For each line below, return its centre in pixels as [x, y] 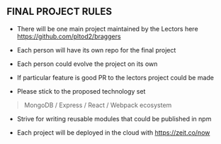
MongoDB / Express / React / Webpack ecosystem [98, 105]
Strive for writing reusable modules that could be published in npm [114, 118]
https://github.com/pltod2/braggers [69, 36]
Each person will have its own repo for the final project [96, 50]
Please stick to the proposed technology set [81, 91]
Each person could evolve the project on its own [87, 64]
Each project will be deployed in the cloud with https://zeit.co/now [113, 132]
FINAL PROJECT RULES [59, 12]
